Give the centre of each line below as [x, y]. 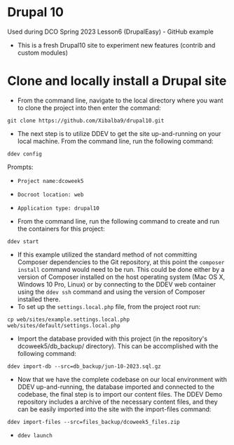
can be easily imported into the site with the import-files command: [114, 409]
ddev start [23, 241]
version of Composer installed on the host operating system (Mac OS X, [121, 277]
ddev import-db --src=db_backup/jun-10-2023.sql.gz [84, 366]
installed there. [39, 299]
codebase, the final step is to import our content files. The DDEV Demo [120, 394]
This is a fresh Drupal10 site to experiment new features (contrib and [116, 45]
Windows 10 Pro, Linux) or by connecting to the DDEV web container [116, 284]
